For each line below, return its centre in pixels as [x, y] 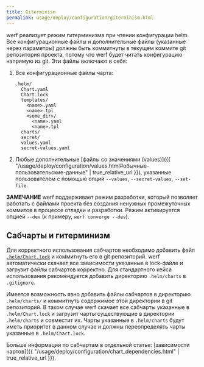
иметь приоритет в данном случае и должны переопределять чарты [96, 327]
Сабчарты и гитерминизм [58, 235]
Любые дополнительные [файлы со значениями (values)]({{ [93, 159]
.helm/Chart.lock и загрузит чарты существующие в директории [90, 314]
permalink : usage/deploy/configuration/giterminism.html [80, 18]
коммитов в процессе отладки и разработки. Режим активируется [93, 210]
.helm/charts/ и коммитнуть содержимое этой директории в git [90, 301]
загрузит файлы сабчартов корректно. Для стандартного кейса [89, 269]
